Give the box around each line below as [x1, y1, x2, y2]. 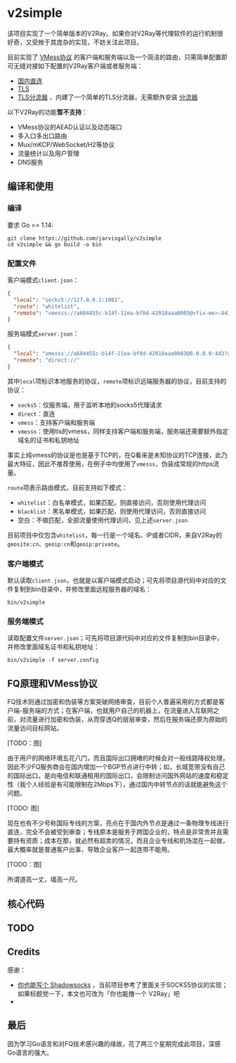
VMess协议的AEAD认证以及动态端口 [17, 122, 122, 131]
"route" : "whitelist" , [13, 303, 80, 310]
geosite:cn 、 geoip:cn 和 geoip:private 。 [7, 540, 124, 548]
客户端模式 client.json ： [7, 276, 79, 284]
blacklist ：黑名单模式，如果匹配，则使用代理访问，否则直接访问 [17, 507, 206, 515]
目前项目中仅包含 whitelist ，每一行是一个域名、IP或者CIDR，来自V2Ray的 [7, 530, 223, 539]
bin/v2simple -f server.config [7, 656, 99, 664]
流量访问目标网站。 [7, 724, 63, 732]
